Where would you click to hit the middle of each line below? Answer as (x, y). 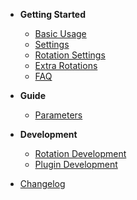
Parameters (58, 115)
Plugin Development (76, 164)
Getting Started (53, 14)
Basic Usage (60, 33)
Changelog (42, 183)
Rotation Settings (70, 55)
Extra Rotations (66, 65)
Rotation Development (80, 153)
